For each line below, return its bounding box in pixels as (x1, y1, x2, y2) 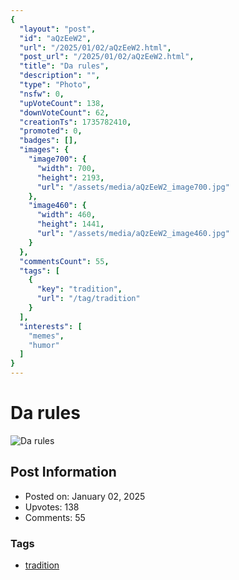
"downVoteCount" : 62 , (19, 107, 110, 118)
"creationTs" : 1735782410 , (19, 117, 132, 127)
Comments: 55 (24, 511, 86, 523)
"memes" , (28, 331, 65, 341)
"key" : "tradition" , (36, 284, 123, 295)
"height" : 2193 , (36, 172, 105, 183)
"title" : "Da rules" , (19, 61, 110, 71)
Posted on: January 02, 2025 (24, 490, 146, 502)
